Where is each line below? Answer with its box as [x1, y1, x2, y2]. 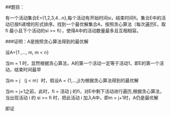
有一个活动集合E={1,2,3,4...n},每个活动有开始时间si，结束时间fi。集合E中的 [5, 15, 162, 21]
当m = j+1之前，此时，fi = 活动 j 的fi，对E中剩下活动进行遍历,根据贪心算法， [5, 88, 164, 94]
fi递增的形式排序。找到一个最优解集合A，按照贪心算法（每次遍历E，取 [18, 21, 166, 27]
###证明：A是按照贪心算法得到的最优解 [5, 38, 89, 44]
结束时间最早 [14, 66, 41, 73]
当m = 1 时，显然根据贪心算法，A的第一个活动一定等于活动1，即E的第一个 [5, 60, 160, 66]
